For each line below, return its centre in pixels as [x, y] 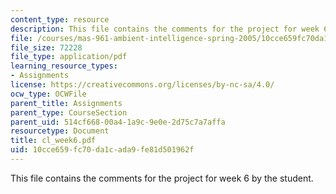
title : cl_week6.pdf [53, 141]
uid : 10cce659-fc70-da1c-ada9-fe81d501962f [102, 150]
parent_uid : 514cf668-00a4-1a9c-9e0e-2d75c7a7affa [118, 122]
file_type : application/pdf [69, 57]
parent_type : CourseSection [69, 112]
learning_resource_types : [64, 66]
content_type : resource [60, 19]
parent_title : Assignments [66, 103]
